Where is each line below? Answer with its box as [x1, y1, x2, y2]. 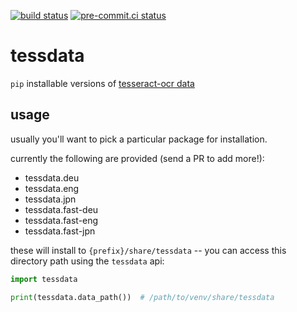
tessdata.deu [24, 171, 80, 184]
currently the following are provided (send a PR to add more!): [10, 152, 265, 164]
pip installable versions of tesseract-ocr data [10, 77, 195, 89]
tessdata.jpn [24, 193, 77, 205]
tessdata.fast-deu [24, 203, 99, 215]
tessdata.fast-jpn [24, 225, 96, 237]
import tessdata [10, 274, 78, 284]
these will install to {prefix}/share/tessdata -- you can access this [10, 244, 287, 256]
